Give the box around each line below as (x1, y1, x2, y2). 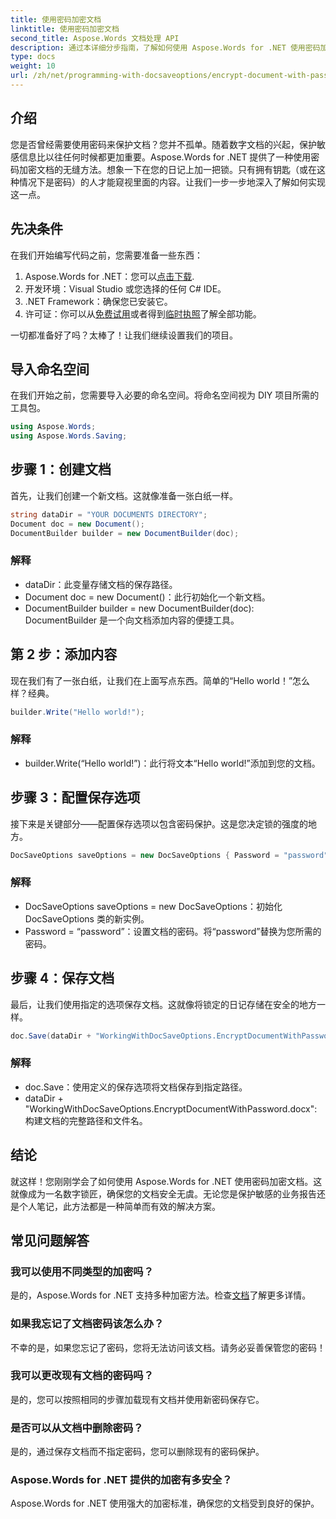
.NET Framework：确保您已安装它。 (24, 295, 173, 307)
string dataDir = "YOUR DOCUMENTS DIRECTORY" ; (10, 509, 208, 520)
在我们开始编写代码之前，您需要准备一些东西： (10, 249, 203, 261)
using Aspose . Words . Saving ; (10, 431, 128, 441)
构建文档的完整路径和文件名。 (24, 1114, 148, 1126)
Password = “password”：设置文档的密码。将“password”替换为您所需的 (24, 925, 322, 937)
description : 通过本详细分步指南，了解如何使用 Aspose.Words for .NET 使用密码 (10, 42, 321, 53)
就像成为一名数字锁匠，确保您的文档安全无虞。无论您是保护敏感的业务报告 (10, 1187, 317, 1200)
